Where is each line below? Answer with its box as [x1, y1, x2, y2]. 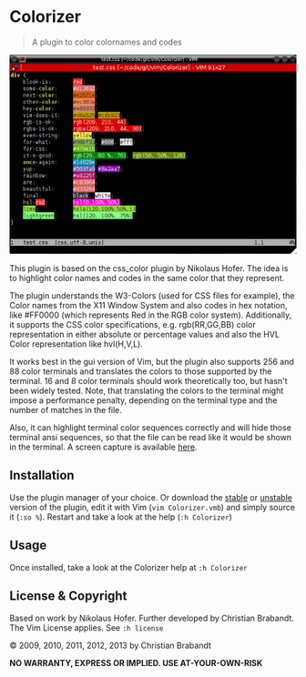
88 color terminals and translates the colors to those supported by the [9, 366, 272, 377]
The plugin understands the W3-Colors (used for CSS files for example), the [9, 290, 295, 301]
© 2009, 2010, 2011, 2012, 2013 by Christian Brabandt [9, 640, 212, 651]
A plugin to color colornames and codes [31, 36, 182, 47]
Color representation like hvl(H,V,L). [9, 338, 144, 349]
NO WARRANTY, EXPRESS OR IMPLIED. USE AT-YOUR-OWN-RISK [9, 657, 263, 668]
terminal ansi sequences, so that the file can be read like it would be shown [9, 432, 292, 443]
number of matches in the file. [9, 405, 123, 416]
